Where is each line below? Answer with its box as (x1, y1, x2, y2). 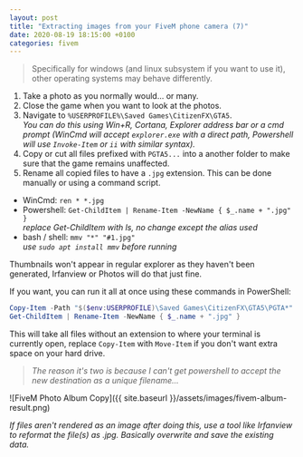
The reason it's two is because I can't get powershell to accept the (31, 365, 281, 376)
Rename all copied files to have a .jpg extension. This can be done (22, 168, 272, 179)
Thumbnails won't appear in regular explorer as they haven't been (9, 259, 255, 270)
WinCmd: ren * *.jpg (22, 195, 105, 206)
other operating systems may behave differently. (31, 73, 213, 84)
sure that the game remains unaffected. (22, 158, 170, 169)
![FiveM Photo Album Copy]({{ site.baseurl (9, 393, 168, 404)
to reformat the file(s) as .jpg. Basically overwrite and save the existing (9, 430, 274, 440)
